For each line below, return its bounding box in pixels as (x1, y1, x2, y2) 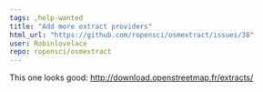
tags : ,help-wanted (9, 13, 84, 23)
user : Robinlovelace (9, 38, 88, 48)
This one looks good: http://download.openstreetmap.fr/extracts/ (9, 72, 254, 83)
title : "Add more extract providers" (9, 22, 153, 31)
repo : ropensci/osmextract (9, 47, 112, 56)
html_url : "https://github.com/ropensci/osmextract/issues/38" (9, 30, 255, 39)
